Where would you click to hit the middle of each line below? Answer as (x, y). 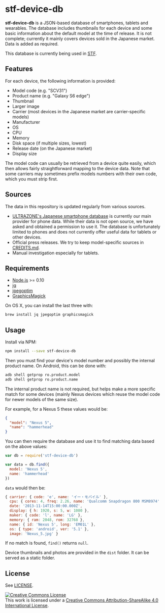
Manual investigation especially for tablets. (56, 253)
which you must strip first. (32, 179)
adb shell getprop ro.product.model (43, 375)
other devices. (27, 237)
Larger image (26, 106)
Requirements (27, 268)
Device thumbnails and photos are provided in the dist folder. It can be (77, 553)
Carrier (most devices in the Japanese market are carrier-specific (79, 111)
